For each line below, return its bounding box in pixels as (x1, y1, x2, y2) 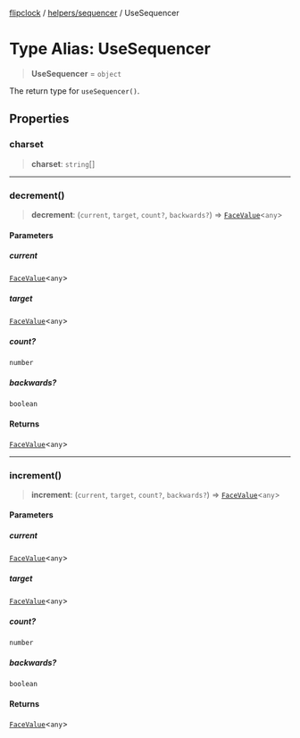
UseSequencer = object (30, 68, 122, 79)
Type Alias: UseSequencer (9, 39, 212, 59)
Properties (9, 112, 70, 127)
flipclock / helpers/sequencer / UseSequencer (9, 8, 180, 18)
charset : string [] (30, 158, 96, 169)
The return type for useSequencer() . (9, 85, 140, 96)
